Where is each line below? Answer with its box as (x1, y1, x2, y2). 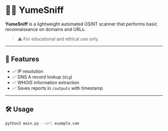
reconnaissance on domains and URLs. (5, 26, 86, 32)
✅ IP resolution (12, 68, 43, 74)
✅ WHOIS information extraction (12, 79, 79, 85)
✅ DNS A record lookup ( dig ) (12, 74, 72, 80)
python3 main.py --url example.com (5, 121, 79, 126)
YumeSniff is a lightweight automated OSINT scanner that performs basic (5, 21, 157, 27)
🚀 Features (5, 55, 39, 64)
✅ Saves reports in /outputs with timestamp (12, 85, 103, 91)
